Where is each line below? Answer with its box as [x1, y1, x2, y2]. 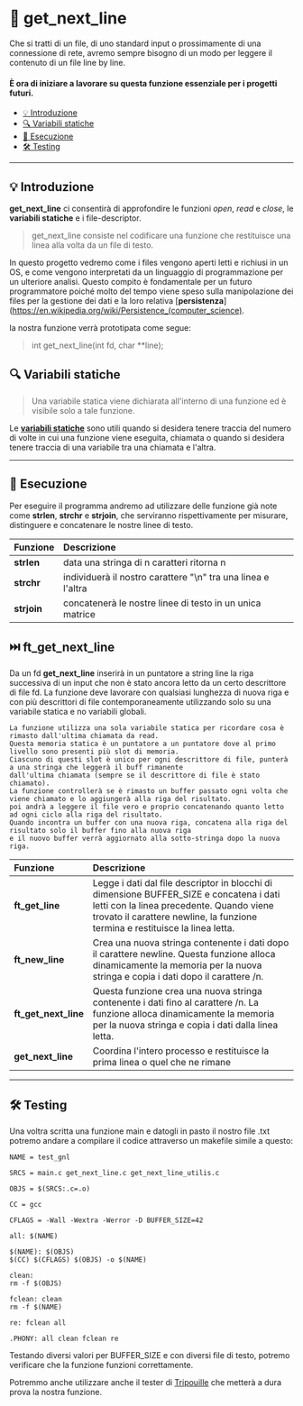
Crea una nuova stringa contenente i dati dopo [92, 936, 289, 949]
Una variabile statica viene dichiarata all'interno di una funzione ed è [31, 396, 287, 406]
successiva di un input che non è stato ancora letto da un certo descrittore [9, 678, 287, 689]
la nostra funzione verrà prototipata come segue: [9, 322, 192, 333]
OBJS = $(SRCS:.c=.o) [9, 1184, 91, 1193]
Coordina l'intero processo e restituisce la [92, 1045, 270, 1057]
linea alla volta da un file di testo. [31, 239, 154, 251]
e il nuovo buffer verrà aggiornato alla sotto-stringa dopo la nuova [9, 834, 280, 844]
